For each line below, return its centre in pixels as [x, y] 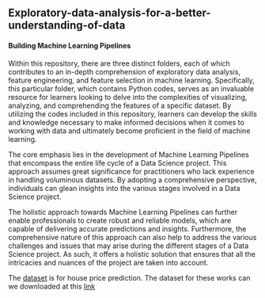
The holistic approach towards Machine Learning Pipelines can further [123, 212]
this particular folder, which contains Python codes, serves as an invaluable [131, 88]
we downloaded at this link [52, 286]
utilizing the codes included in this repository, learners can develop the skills [132, 113]
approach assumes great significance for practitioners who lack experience [131, 171]
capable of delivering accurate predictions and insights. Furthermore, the [127, 228]
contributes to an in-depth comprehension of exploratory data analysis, [125, 71]
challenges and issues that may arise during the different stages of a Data [129, 246]
